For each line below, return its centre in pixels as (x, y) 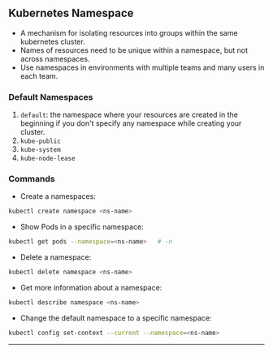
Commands (32, 179)
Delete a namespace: (56, 257)
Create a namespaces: (58, 196)
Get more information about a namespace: (91, 288)
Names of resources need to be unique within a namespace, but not (134, 50)
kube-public (40, 141)
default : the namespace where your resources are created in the (129, 115)
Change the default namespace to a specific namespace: (116, 318)
